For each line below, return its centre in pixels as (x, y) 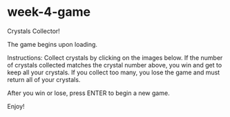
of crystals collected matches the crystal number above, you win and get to (115, 65)
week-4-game (49, 12)
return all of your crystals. (44, 79)
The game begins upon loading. (52, 44)
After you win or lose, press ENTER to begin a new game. (89, 93)
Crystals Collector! (33, 31)
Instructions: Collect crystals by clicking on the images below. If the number (115, 57)
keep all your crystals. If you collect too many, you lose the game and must (114, 72)
